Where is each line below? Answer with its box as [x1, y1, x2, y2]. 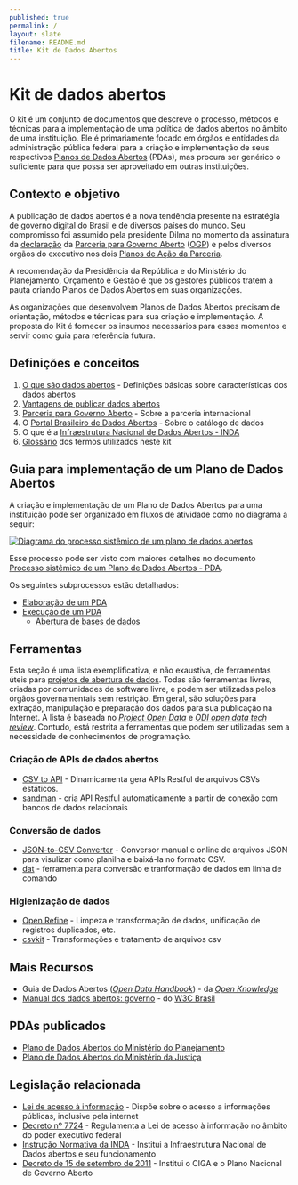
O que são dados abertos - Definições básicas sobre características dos [21, 379, 288, 390]
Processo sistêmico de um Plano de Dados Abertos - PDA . [9, 562, 223, 573]
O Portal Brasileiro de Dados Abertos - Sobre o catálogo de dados [21, 417, 264, 428]
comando [21, 873, 58, 883]
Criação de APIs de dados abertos [9, 754, 160, 766]
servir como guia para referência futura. [9, 330, 156, 341]
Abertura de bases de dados [35, 616, 141, 626]
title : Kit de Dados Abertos [9, 46, 117, 55]
